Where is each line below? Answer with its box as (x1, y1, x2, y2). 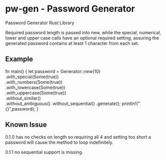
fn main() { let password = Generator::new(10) (5, 68, 101, 74)
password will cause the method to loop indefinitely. (5, 139, 114, 145)
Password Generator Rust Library (5, 20, 75, 26)
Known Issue (5, 121, 47, 129)
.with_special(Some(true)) (5, 74, 59, 80)
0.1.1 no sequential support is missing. (5, 149, 83, 155)
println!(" (122, 100, 140, 106)
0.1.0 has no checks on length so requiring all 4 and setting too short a (5, 134, 151, 140)
